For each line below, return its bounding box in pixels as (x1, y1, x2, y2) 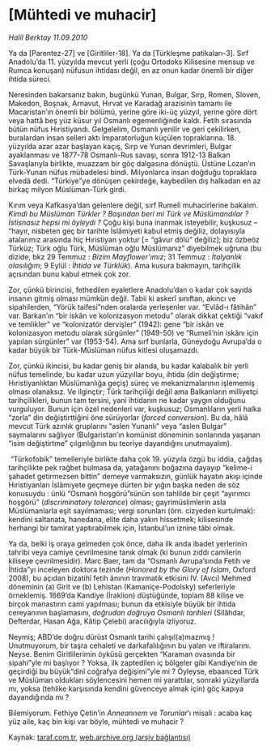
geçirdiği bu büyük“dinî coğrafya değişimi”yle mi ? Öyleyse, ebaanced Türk (8, 666, 259, 676)
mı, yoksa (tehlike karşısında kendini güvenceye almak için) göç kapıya (8, 684, 244, 693)
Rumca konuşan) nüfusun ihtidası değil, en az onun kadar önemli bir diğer (8, 65, 254, 75)
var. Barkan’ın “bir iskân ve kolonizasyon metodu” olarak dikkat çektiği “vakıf (8, 311, 264, 320)
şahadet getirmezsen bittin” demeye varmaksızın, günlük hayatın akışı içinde (8, 471, 263, 481)
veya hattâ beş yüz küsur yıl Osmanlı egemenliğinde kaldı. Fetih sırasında (8, 115, 252, 125)
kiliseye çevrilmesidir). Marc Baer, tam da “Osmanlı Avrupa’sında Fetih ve (8, 555, 251, 565)
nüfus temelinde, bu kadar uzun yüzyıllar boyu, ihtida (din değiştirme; (8, 369, 239, 379)
